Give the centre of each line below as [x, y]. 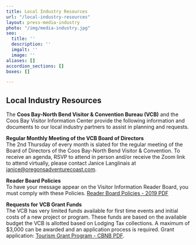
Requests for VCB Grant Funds [44, 205]
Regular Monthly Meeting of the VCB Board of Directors [75, 138]
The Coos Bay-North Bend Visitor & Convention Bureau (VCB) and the [92, 114]
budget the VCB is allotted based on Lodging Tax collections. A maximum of [98, 223]
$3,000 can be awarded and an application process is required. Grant [90, 230]
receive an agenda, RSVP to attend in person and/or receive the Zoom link [96, 157]
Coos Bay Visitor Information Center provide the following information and [95, 121]
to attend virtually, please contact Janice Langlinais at [71, 163]
